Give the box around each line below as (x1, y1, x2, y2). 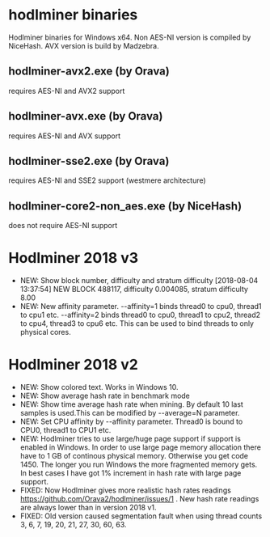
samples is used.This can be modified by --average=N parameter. (19, 408, 240, 418)
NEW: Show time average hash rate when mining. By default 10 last (19, 400, 244, 409)
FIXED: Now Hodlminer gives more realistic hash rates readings (19, 485, 232, 495)
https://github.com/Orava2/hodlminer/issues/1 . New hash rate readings (19, 494, 259, 504)
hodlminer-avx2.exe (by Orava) (8, 65, 170, 78)
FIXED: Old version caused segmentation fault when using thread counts (19, 511, 263, 521)
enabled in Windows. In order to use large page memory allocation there (19, 442, 261, 452)
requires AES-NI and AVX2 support (8, 86, 125, 95)
